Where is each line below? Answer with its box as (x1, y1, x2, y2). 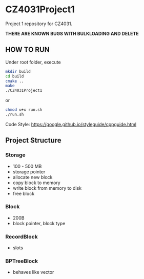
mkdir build (5, 69, 31, 74)
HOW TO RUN (5, 45, 50, 54)
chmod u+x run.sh (5, 107, 43, 112)
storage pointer (12, 168, 46, 175)
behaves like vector (12, 269, 54, 275)
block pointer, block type (12, 220, 66, 226)
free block (12, 190, 35, 196)
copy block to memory (12, 180, 60, 186)
